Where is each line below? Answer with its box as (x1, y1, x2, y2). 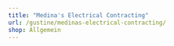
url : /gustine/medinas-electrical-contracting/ (8, 19, 167, 27)
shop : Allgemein (8, 26, 61, 34)
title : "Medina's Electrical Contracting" (8, 11, 149, 19)
